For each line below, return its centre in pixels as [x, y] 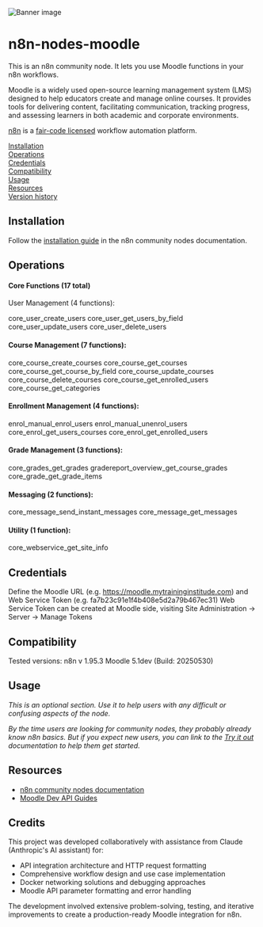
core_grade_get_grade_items [55, 476]
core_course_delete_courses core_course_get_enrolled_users [108, 380]
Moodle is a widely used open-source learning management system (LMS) [130, 90]
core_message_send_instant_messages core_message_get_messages [123, 512]
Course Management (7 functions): [67, 345]
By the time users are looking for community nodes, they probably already [130, 728]
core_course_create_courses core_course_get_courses [98, 362]
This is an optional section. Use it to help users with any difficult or [117, 704]
